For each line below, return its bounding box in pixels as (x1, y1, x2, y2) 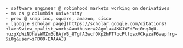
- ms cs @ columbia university (5, 11, 83, 16)
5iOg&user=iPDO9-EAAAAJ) (5, 36, 67, 42)
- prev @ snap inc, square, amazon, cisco (5, 16, 112, 22)
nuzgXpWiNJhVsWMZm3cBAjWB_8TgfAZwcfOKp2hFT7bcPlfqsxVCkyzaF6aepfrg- (5, 31, 178, 37)
